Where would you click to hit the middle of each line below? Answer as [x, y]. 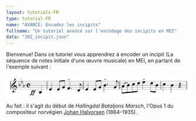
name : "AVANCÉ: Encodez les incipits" [53, 25]
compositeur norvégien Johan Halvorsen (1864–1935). [72, 112]
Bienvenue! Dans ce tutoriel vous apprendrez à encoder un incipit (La [90, 54]
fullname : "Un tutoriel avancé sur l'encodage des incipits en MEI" [92, 31]
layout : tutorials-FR [33, 12]
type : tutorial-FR [28, 18]
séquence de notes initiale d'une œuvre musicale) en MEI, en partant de [93, 61]
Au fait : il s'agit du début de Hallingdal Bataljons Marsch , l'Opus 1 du [90, 106]
